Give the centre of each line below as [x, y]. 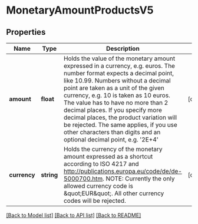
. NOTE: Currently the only [138, 179]
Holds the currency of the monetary [113, 149]
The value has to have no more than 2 [116, 103]
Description [123, 49]
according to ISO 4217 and [102, 164]
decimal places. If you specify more [113, 110]
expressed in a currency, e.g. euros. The [120, 66]
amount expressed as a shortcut [108, 157]
